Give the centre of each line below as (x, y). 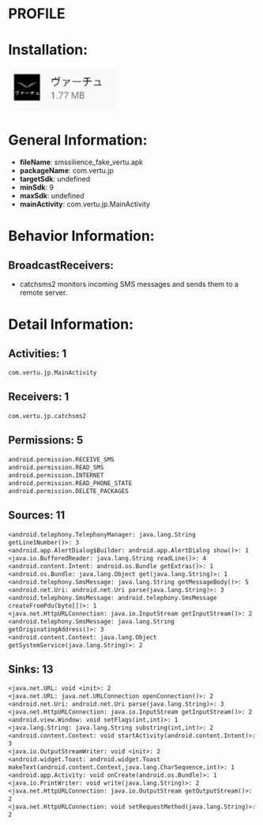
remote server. (43, 292)
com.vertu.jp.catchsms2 (47, 416)
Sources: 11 (37, 516)
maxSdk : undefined (52, 196)
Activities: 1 (38, 354)
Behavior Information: (82, 236)
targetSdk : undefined (55, 179)
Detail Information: (71, 324)
